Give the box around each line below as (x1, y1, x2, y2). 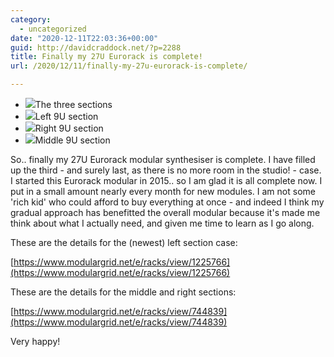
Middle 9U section (34, 134, 111, 146)
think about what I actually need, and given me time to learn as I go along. (10, 217, 315, 229)
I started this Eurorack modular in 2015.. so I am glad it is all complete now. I (10, 175, 323, 186)
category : (10, 14, 52, 25)
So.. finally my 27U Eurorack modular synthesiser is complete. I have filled (10, 154, 316, 165)
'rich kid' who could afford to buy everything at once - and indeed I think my (10, 196, 325, 208)
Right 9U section (34, 122, 104, 134)
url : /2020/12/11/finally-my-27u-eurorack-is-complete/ (10, 61, 248, 71)
